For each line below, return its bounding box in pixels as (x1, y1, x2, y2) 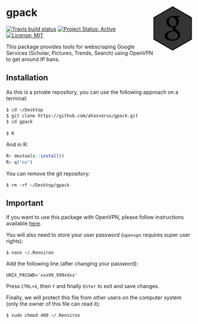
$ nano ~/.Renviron (6, 250, 54, 256)
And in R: (6, 140, 28, 148)
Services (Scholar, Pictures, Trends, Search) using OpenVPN (6, 49, 153, 56)
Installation (6, 73, 48, 83)
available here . (6, 220, 42, 227)
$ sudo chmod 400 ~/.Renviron (6, 313, 81, 319)
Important (6, 198, 44, 208)
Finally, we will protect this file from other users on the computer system (6, 294, 181, 301)
